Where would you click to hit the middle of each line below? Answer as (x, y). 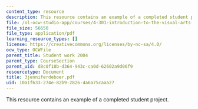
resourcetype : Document (35, 72)
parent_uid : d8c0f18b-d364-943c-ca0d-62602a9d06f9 (70, 66)
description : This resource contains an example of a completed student (97, 17)
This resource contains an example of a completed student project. (88, 100)
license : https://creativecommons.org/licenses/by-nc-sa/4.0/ (84, 45)
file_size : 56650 (27, 28)
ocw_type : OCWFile (29, 50)
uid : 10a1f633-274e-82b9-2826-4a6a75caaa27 (60, 83)
